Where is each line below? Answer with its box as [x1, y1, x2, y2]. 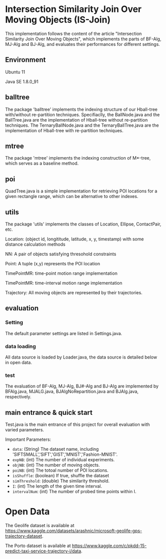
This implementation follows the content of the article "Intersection [5, 30, 142, 36]
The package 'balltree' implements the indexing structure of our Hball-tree [5, 106, 158, 112]
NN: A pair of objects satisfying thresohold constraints [5, 251, 117, 257]
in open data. [5, 359, 32, 365]
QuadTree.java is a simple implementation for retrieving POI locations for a [5, 188, 158, 194]
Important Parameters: [5, 436, 51, 442]
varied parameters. [5, 427, 44, 433]
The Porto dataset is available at [5, 543, 71, 549]
